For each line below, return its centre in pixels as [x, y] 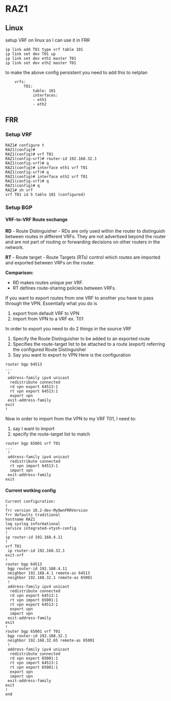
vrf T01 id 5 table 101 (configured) [45, 194]
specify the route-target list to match [51, 434]
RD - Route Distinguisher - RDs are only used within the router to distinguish [85, 231]
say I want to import [33, 428]
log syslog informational [33, 524]
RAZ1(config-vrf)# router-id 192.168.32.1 [51, 159]
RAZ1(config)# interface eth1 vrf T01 [46, 168]
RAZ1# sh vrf [19, 190]
